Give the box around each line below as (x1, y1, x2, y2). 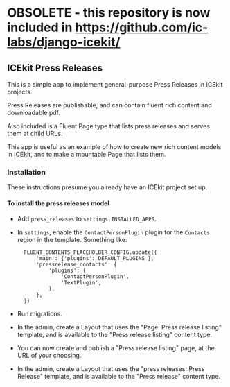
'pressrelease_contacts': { (35, 261, 117, 268)
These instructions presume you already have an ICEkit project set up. (7, 183, 208, 191)
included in (7, 19, 73, 35)
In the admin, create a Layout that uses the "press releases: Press (17, 364, 205, 372)
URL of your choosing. (17, 351, 82, 359)
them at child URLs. (7, 130, 63, 137)
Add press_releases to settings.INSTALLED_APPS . (17, 214, 157, 223)
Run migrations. (17, 309, 62, 318)
